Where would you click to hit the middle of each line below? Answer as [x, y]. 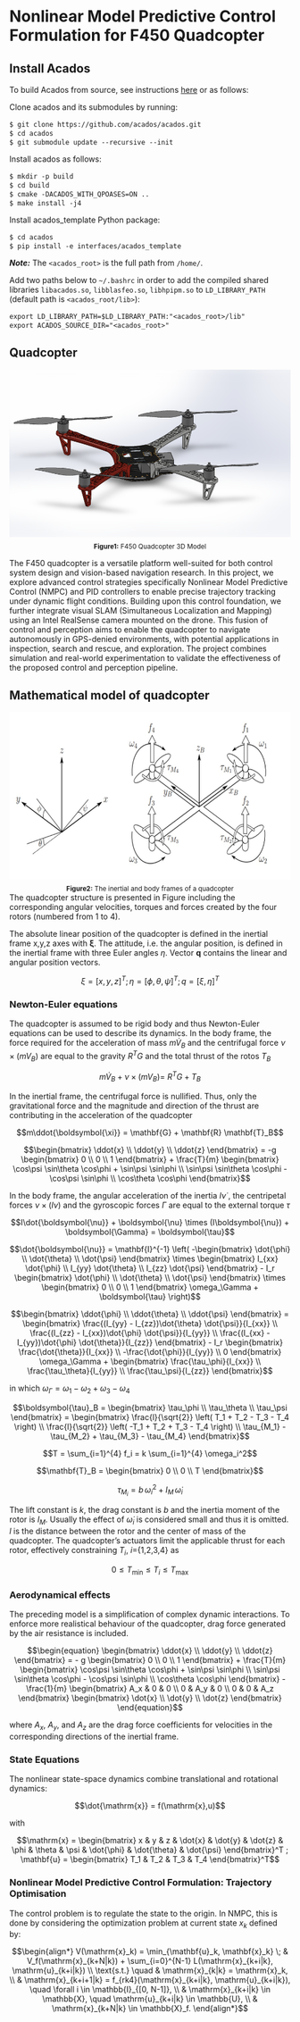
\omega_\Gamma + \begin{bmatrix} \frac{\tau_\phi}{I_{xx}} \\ [150, 1361]
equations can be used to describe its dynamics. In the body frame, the [141, 1033]
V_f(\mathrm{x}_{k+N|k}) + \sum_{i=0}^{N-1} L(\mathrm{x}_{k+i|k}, [150, 1961]
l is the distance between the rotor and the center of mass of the [128, 1531]
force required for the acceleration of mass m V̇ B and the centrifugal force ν [147, 1044]
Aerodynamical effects [60, 1594]
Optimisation [38, 1893]
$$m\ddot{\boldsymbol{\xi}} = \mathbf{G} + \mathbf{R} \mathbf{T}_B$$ [150, 1132]
